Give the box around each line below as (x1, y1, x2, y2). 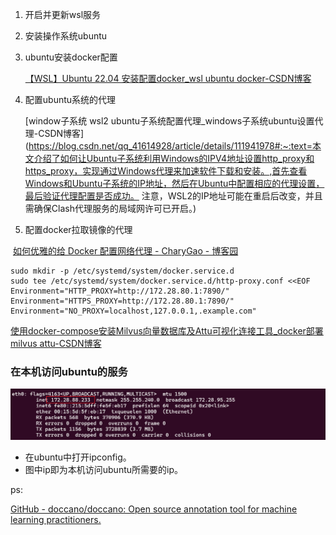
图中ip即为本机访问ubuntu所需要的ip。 (24, 463, 183, 475)
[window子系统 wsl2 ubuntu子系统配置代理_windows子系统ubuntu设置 (24, 115, 315, 127)
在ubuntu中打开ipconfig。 (24, 451, 132, 463)
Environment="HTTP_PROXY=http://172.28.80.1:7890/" (10, 286, 230, 296)
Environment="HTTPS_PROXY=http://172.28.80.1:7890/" (10, 296, 235, 306)
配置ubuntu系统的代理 (24, 94, 117, 105)
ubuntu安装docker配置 (24, 51, 118, 63)
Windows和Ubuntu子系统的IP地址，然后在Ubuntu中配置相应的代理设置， (24, 178, 325, 189)
